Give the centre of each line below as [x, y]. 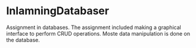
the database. [23, 40]
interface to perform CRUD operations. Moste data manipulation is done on [98, 33]
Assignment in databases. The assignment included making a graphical [94, 27]
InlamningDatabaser [57, 11]
